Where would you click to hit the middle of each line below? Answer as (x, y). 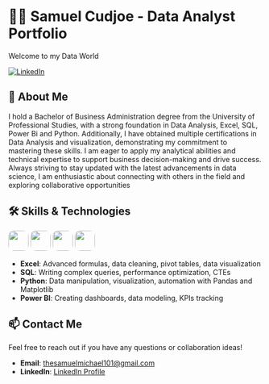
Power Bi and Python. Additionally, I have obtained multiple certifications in (133, 133)
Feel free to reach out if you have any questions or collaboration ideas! (126, 348)
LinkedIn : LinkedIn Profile (62, 372)
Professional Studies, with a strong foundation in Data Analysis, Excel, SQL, (133, 125)
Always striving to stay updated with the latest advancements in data (122, 168)
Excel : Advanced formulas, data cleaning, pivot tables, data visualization (141, 263)
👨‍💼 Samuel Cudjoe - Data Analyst (122, 17)
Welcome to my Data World (54, 56)
